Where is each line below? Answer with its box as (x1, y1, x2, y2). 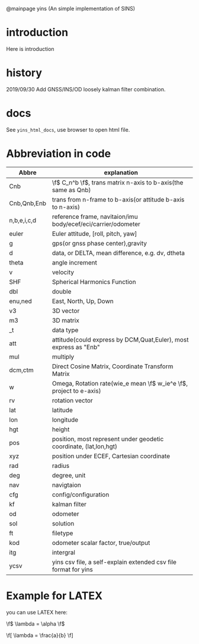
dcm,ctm (9, 366, 34, 374)
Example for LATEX (6, 589, 102, 602)
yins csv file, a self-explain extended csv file (52, 557, 176, 566)
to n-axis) (52, 203, 80, 211)
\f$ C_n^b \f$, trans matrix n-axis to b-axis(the (52, 178, 184, 186)
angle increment (52, 258, 98, 266)
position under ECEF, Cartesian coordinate (52, 452, 171, 460)
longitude (52, 415, 79, 423)
